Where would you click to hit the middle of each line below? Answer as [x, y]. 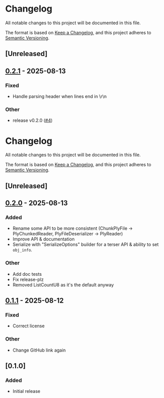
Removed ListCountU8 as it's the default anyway [63, 285]
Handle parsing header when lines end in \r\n [60, 96]
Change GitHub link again [39, 350]
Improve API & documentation [43, 239]
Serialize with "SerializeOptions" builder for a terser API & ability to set [86, 244]
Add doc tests [27, 274]
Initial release [26, 391]
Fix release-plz [28, 279]
